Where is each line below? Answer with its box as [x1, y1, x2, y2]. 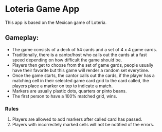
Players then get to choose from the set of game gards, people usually [12, 62, 154, 68]
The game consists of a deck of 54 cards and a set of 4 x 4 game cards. [12, 46, 157, 52]
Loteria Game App [5, 3, 80, 15]
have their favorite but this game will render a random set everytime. [12, 67, 149, 73]
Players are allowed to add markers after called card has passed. [12, 116, 143, 122]
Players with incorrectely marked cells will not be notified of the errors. [12, 122, 154, 128]
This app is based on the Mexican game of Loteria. [5, 19, 107, 25]
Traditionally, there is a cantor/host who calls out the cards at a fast [12, 52, 147, 57]
